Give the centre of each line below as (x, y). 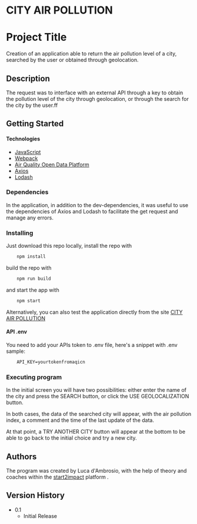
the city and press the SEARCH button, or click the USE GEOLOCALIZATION (98, 397)
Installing (20, 232)
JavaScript (28, 152)
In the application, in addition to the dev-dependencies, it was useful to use (97, 205)
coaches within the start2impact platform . (57, 477)
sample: (16, 351)
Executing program (34, 377)
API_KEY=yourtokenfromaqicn (51, 362)
